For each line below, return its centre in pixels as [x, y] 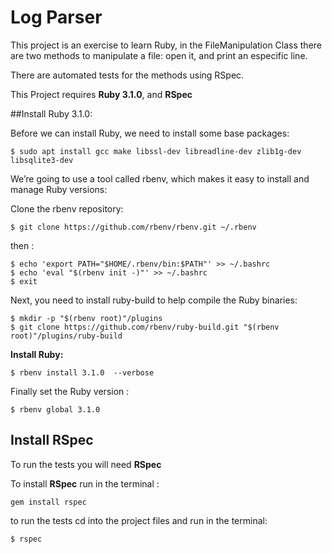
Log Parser [56, 17]
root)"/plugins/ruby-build [66, 336]
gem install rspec [48, 502]
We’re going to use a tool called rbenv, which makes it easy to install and [160, 178]
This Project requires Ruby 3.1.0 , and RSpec [101, 94]
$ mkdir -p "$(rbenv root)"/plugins [86, 318]
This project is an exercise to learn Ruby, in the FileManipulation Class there [166, 45]
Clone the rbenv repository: [67, 208]
